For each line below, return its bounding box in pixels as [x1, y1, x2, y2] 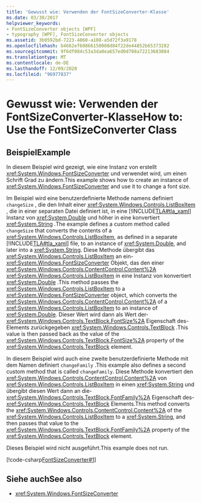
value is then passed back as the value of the [6, 330, 120, 338]
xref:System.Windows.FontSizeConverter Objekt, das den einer [6, 259, 165, 266]
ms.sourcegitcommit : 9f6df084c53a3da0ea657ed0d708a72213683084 [6, 49, 170, 55]
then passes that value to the [6, 420, 79, 427]
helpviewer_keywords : [6, 20, 61, 26]
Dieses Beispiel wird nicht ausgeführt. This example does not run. [6, 445, 169, 452]
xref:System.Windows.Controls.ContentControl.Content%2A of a [6, 298, 168, 305]
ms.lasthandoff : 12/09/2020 [6, 65, 78, 72]
